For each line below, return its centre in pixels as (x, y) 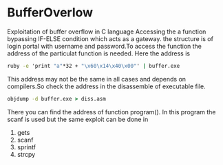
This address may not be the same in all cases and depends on (97, 79)
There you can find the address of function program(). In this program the (111, 112)
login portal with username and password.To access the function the (104, 46)
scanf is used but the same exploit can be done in (78, 119)
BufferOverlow (50, 13)
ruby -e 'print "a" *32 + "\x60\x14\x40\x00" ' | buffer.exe (94, 66)
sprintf (26, 147)
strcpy (26, 154)
